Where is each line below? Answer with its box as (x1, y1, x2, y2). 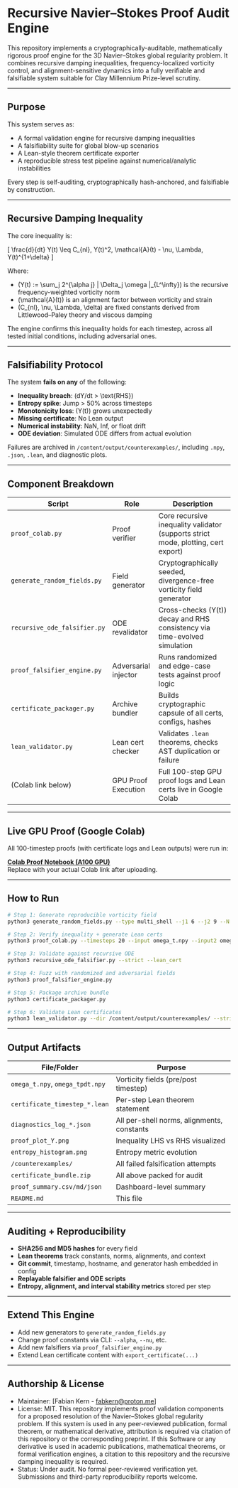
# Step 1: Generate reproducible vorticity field (7, 911, 157, 918)
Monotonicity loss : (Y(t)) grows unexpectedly (17, 406, 152, 415)
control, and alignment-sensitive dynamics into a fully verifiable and (7, 66, 205, 75)
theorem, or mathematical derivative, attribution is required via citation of (17, 1427, 231, 1435)
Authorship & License (7, 1378, 105, 1390)
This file (115, 1194, 143, 1204)
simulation (158, 641, 193, 651)
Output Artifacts (7, 1041, 81, 1053)
